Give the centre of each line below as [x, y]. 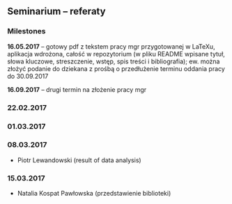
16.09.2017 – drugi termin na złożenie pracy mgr [77, 89]
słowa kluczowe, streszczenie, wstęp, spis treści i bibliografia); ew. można [114, 61]
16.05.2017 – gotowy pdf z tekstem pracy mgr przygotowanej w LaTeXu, [111, 46]
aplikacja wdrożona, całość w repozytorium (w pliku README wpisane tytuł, [116, 54]
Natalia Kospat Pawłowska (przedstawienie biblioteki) [94, 194]
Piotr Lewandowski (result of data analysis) [79, 160]
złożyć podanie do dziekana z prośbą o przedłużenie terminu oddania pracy [116, 68]
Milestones [26, 31]
